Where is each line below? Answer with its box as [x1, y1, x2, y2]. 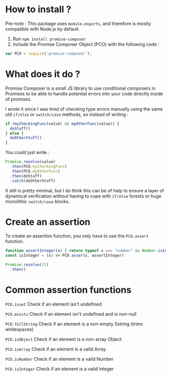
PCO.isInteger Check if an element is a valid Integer [5, 366, 114, 372]
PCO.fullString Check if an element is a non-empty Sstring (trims [5, 320, 144, 327]
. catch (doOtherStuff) [10, 178, 56, 183]
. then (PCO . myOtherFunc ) [10, 168, 60, 174]
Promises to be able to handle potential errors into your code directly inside [5, 90, 163, 96]
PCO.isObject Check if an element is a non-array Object [5, 336, 122, 342]
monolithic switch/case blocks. [5, 198, 70, 205]
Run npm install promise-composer [12, 36, 87, 42]
